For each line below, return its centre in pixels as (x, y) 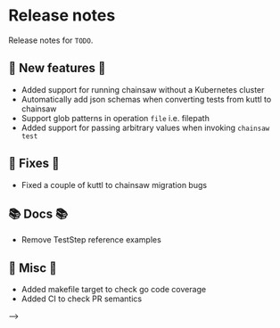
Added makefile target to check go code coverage (114, 290)
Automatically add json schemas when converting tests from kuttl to (146, 99)
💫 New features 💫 (57, 68)
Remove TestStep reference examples (91, 240)
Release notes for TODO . (51, 40)
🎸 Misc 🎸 (33, 268)
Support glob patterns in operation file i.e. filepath (115, 118)
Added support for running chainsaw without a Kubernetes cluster (143, 89)
